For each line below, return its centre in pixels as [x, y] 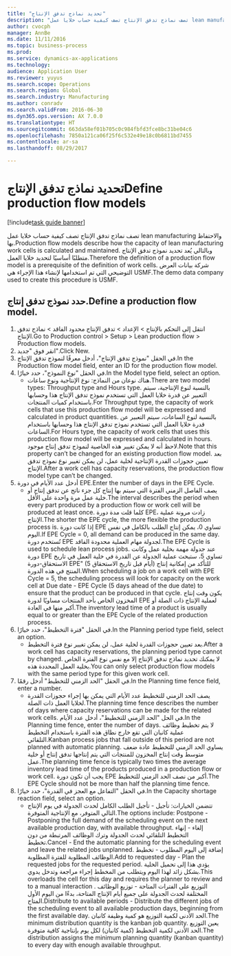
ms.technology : [29, 65]
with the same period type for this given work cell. [98, 673]
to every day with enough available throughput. [94, 945]
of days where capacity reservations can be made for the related [119, 710]
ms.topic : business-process [47, 46]
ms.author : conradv [35, 104]
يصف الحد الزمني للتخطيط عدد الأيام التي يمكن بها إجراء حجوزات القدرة [119, 695]
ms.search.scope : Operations [49, 84]
